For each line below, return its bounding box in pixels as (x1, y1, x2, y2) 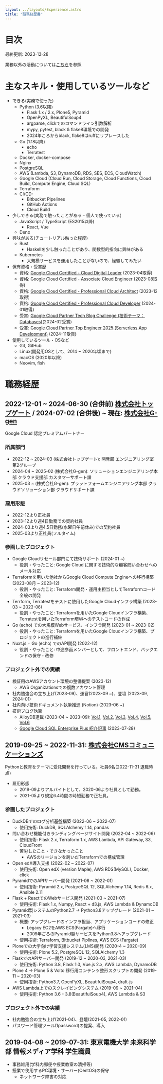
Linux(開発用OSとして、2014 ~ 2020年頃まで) (19, 348, 112, 355)
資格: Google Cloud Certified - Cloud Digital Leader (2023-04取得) (19, 270, 153, 276)
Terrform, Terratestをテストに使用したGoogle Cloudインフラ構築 (12, 599, 142, 605)
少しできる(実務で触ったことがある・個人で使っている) (12, 212, 122, 218)
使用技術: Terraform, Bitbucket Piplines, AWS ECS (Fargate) (19, 937, 139, 943)
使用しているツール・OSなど (12, 337, 70, 343)
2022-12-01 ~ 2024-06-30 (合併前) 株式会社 (5, 400, 141, 408)
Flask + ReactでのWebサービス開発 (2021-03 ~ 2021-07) (12, 895, 126, 901)
